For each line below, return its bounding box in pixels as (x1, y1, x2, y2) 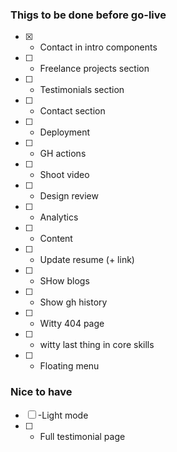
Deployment (39, 126, 91, 138)
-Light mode (37, 409, 89, 421)
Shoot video (39, 169, 90, 181)
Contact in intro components (39, 41, 158, 53)
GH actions (39, 148, 87, 160)
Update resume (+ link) (39, 254, 135, 266)
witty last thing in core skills (39, 339, 155, 351)
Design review (39, 190, 99, 202)
